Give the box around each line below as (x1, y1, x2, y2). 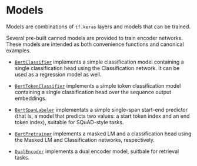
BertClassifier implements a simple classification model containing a (14, 58, 184, 65)
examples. (6, 47, 31, 54)
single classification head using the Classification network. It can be (14, 64, 180, 71)
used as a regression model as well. (14, 71, 102, 78)
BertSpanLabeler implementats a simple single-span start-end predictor (14, 106, 188, 113)
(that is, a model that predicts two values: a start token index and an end (14, 112, 190, 119)
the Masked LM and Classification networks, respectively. (14, 136, 155, 143)
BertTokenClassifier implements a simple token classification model (14, 82, 181, 89)
